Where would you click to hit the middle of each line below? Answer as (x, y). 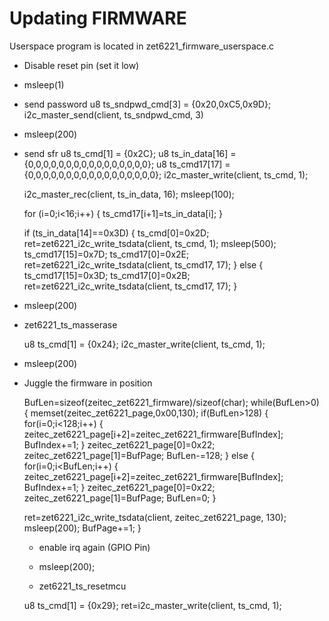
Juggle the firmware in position (88, 383)
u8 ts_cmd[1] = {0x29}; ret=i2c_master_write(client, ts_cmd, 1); (152, 605)
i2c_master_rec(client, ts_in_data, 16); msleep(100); (129, 194)
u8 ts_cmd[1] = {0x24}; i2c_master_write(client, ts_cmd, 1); (144, 344)
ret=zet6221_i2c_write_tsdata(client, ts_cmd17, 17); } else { (143, 264)
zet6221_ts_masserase (70, 324)
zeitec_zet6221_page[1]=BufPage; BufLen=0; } (120, 498)
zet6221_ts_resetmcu (82, 586)
